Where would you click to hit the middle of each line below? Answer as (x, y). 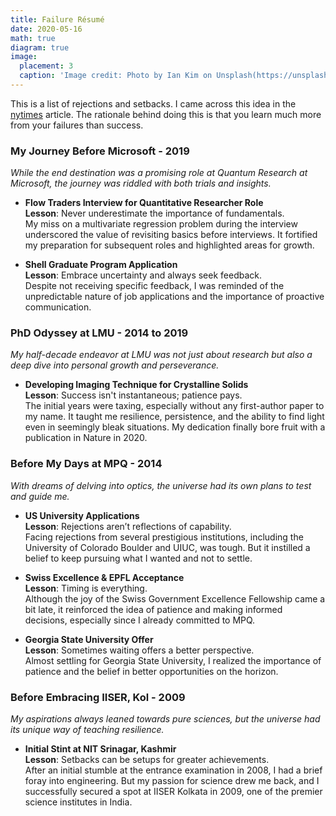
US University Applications (82, 515)
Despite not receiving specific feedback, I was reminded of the (154, 286)
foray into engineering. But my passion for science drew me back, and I (172, 781)
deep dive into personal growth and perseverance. (115, 365)
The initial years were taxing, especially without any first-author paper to (174, 406)
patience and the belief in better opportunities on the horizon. (151, 671)
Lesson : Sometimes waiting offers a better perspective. (139, 650)
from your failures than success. (77, 125)
